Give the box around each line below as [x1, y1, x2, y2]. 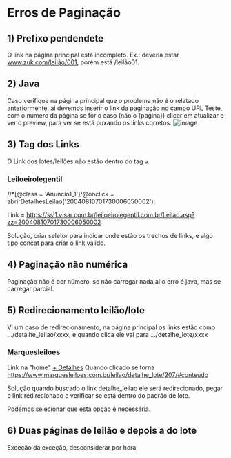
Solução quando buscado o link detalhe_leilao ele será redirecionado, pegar [7, 384, 223, 392]
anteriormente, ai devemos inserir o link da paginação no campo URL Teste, [7, 104, 223, 112]
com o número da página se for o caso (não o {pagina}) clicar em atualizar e [7, 111, 224, 119]
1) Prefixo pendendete [7, 33, 104, 44]
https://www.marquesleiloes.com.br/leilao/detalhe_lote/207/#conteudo [7, 370, 209, 378]
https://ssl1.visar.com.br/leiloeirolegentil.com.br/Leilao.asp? [26, 210, 195, 219]
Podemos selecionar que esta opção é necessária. [7, 405, 151, 413]
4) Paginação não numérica [7, 259, 128, 271]
